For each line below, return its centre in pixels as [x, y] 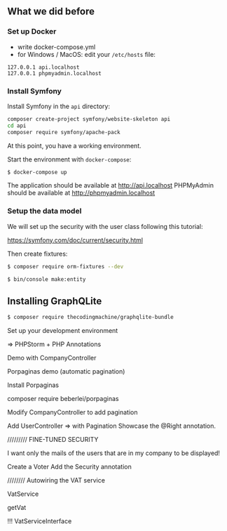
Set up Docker [32, 32]
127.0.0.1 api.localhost [43, 67]
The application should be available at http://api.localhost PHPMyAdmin [110, 185]
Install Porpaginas [33, 385]
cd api [17, 126]
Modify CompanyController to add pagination [73, 412]
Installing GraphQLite [55, 301]
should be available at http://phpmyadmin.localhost [81, 193]
